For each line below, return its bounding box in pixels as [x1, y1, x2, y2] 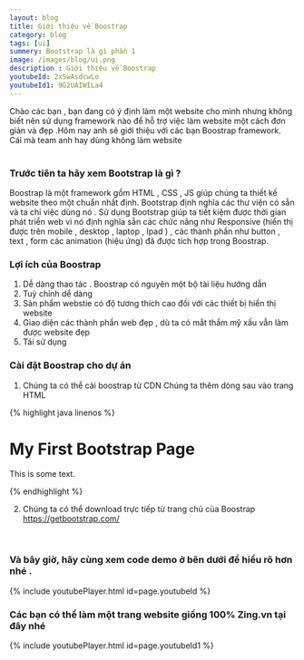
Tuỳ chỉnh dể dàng [22, 288, 93, 299]
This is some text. [9, 469, 75, 480]
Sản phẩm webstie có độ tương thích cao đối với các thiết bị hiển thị [22, 298, 277, 309]
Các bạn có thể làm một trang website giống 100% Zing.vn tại [9, 608, 287, 621]
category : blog [9, 30, 67, 39]
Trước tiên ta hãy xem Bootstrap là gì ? [9, 167, 181, 180]
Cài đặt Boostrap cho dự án [9, 359, 132, 372]
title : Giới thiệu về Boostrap [9, 22, 128, 31]
